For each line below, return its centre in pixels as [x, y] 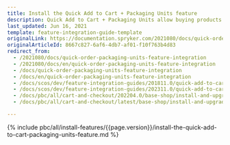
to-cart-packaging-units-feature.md [58, 134]
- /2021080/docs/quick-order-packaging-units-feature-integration [110, 58]
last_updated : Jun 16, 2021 [47, 26]
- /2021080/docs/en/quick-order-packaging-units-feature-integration [114, 64]
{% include [23, 127]
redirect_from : [29, 52]
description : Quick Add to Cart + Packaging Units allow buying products [115, 20]
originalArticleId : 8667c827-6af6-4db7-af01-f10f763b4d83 [91, 45]
